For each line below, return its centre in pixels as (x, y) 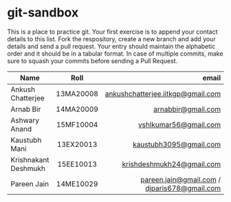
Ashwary (25, 120)
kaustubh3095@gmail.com (177, 144)
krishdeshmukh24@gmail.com (172, 164)
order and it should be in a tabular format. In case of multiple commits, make (115, 54)
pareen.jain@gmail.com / (181, 179)
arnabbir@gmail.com (187, 109)
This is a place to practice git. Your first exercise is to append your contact (112, 32)
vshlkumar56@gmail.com (179, 124)
